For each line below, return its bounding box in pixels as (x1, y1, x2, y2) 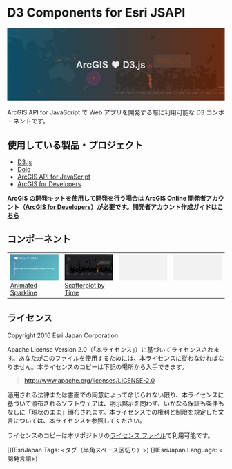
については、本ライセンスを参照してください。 (12, 416, 146, 425)
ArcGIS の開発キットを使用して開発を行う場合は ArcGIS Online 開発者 (7, 194, 206, 203)
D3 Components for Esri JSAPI (7, 5, 186, 21)
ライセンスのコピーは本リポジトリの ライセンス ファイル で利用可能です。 (7, 431, 214, 439)
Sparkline (10, 288, 37, 297)
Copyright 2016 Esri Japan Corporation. (7, 331, 120, 339)
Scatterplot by (64, 281, 105, 290)
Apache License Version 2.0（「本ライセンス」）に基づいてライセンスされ (7, 345, 214, 353)
